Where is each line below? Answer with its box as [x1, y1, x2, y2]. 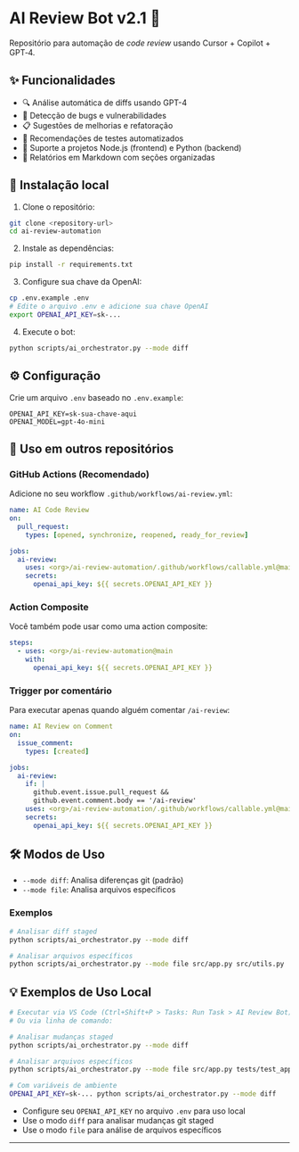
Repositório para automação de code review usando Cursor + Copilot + [9, 37, 271, 48]
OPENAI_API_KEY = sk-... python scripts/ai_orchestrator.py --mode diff [9, 1090, 277, 1098]
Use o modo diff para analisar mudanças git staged [21, 1115, 214, 1126]
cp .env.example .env [9, 294, 90, 303]
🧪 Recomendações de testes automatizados [21, 133, 184, 144]
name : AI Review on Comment [9, 722, 114, 731]
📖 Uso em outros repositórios [9, 441, 174, 456]
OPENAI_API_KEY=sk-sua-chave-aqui [9, 410, 138, 419]
